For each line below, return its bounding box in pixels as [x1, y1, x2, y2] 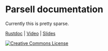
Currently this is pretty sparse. [5, 20, 69, 27]
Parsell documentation [5, 4, 103, 15]
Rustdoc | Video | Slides [5, 30, 56, 36]
